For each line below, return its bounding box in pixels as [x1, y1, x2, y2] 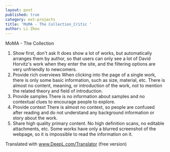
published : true [5, 12, 40, 17]
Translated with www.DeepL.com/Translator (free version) [5, 141, 127, 147]
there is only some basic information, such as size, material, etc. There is [12, 77, 165, 83]
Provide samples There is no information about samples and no [12, 94, 145, 100]
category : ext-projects [5, 17, 56, 22]
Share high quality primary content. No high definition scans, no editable [12, 120, 164, 127]
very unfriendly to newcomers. [12, 67, 77, 73]
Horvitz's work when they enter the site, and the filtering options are [12, 61, 156, 67]
